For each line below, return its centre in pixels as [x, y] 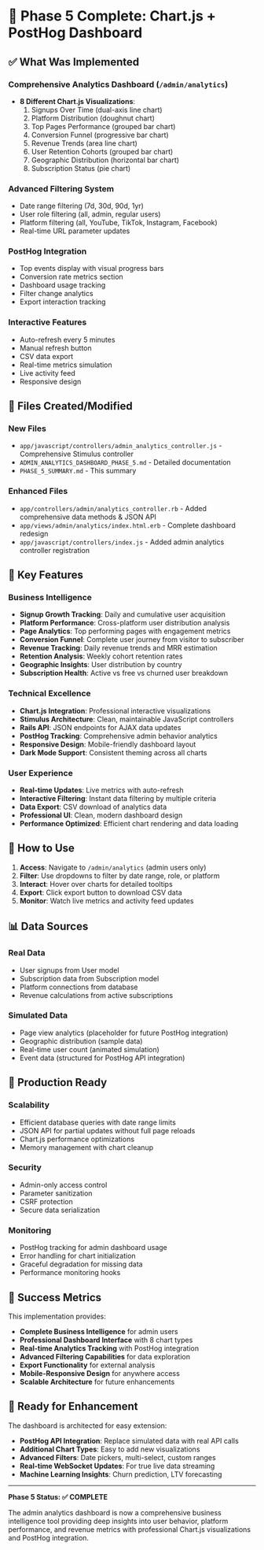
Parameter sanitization [56, 1193]
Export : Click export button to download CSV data [101, 892]
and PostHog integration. [48, 1537]
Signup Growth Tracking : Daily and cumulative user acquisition [122, 614]
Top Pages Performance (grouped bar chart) [103, 126]
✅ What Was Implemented [74, 62]
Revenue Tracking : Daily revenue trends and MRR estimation [118, 648]
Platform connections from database [79, 987]
